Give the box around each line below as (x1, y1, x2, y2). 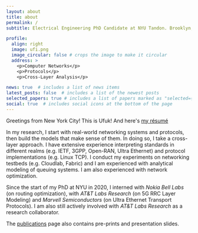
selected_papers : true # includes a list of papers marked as (6, 95, 162, 102)
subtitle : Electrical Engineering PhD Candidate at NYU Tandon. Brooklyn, (6, 25, 194, 31)
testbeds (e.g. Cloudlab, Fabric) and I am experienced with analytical (6, 159, 173, 167)
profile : (6, 36, 28, 42)
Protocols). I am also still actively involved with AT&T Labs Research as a (6, 202, 183, 209)
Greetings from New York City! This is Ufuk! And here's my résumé (6, 117, 169, 124)
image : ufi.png (11, 46, 49, 53)
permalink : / (6, 19, 38, 25)
